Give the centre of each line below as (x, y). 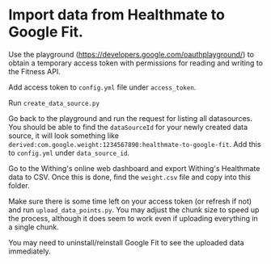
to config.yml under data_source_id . (69, 153)
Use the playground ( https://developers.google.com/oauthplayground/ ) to (131, 54)
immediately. (30, 251)
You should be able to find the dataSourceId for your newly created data (128, 127)
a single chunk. (34, 227)
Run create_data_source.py (54, 103)
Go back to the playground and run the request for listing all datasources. (130, 118)
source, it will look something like (64, 136)
